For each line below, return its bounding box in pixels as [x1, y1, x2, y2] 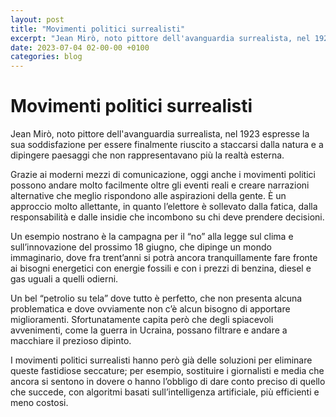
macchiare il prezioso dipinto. [10, 335, 132, 347]
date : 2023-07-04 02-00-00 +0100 [10, 42, 150, 53]
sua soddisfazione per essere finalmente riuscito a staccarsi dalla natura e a [10, 139, 324, 151]
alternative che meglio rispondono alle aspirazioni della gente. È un [10, 190, 287, 202]
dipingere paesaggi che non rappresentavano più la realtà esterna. [10, 149, 285, 161]
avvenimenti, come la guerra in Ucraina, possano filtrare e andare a [10, 324, 288, 336]
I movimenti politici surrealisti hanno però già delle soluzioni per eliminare [10, 354, 313, 366]
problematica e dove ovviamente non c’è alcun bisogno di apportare [10, 303, 291, 315]
